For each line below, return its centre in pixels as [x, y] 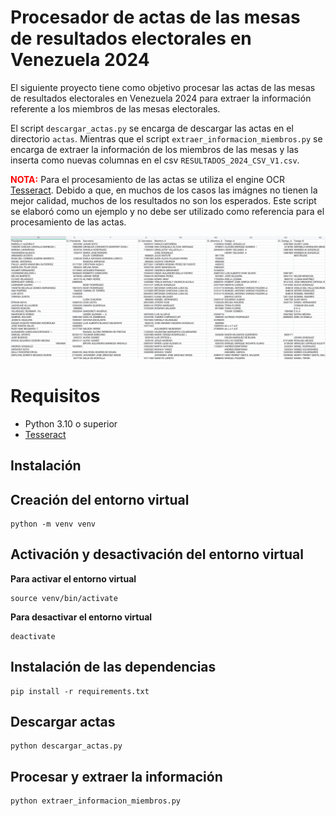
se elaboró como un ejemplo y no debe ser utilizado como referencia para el [167, 211]
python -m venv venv [53, 524]
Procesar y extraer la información [116, 776]
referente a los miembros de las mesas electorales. [115, 108]
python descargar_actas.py [66, 746]
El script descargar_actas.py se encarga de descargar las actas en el [152, 128]
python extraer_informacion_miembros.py [96, 801]
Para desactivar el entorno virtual [81, 617]
